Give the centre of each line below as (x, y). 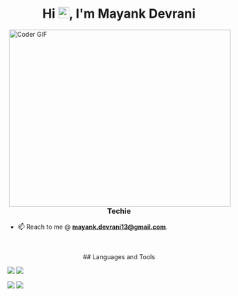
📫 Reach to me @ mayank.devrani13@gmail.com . (92, 227)
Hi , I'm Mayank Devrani (119, 14)
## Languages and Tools (119, 257)
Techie (119, 211)
